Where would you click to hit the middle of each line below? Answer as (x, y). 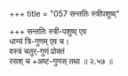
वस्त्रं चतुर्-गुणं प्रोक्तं (37, 51)
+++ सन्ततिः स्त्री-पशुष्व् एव (48, 31)
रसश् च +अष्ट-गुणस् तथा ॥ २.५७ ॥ (61, 61)
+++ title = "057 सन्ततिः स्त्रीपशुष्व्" (64, 14)
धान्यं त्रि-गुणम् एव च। (39, 41)
